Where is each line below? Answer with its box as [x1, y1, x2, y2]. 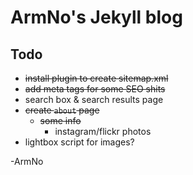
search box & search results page [24, 94, 164, 105]
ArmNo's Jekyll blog [10, 6, 183, 29]
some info [39, 115, 82, 126]
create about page [24, 104, 100, 116]
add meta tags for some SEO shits [24, 83, 166, 95]
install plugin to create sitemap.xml [24, 72, 169, 84]
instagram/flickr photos [54, 126, 152, 137]
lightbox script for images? [24, 136, 135, 148]
